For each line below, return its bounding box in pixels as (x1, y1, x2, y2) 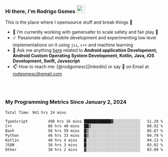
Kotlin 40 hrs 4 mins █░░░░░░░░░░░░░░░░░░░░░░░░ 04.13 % (5, 137, 163, 143)
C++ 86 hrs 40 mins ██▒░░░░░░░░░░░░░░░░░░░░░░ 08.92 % (5, 124, 163, 129)
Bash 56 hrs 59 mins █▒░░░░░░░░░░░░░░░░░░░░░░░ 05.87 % (5, 128, 163, 133)
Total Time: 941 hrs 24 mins (5, 110, 66, 115)
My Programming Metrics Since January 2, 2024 (5, 99, 127, 106)
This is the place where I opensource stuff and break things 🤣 (5, 19, 133, 25)
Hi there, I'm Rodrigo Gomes (5, 8, 75, 15)
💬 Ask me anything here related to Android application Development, (12, 47, 157, 53)
